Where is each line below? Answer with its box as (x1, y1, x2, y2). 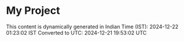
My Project (6, 4, 60, 17)
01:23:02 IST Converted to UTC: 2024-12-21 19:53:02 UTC (6, 29, 147, 36)
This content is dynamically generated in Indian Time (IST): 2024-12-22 (6, 23, 179, 30)
